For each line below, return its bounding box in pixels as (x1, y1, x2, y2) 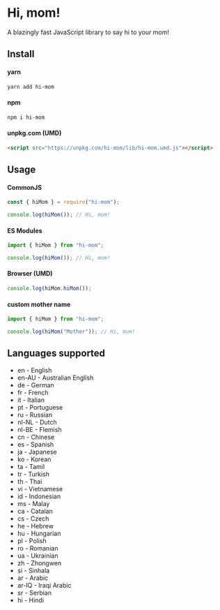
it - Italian (17, 396, 45, 404)
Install (7, 48, 35, 60)
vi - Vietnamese (17, 484, 63, 493)
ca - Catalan (17, 507, 54, 515)
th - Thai (17, 477, 42, 486)
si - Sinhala (17, 566, 50, 574)
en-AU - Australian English (17, 373, 94, 382)
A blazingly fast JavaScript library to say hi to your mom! (7, 28, 169, 36)
